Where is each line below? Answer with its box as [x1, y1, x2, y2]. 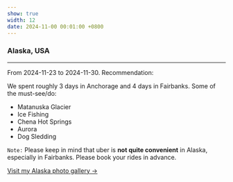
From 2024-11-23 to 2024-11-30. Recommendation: [7, 68, 154, 76]
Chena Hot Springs [17, 117, 72, 126]
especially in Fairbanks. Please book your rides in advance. [7, 153, 177, 161]
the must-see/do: [7, 89, 57, 97]
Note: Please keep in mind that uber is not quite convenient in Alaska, [7, 145, 208, 154]
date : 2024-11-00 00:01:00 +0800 [7, 23, 104, 30]
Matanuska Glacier [17, 102, 71, 111]
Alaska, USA [7, 46, 50, 56]
